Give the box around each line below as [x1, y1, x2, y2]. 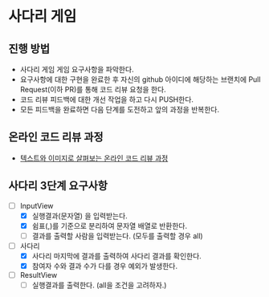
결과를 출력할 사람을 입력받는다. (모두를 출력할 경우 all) [31, 230, 203, 241]
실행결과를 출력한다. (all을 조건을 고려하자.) [31, 280, 167, 290]
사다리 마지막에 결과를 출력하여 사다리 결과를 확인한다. [31, 250, 202, 261]
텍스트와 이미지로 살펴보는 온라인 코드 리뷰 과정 [19, 153, 169, 163]
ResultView [19, 271, 58, 280]
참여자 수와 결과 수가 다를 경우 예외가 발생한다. [31, 262, 178, 271]
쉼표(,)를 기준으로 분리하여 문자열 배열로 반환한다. [31, 221, 188, 230]
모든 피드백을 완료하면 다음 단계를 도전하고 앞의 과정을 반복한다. [19, 105, 219, 114]
